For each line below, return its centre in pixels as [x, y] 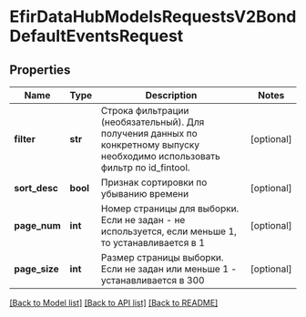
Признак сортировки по [154, 182]
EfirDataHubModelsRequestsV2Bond [153, 17]
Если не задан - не [143, 220]
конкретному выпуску [150, 145]
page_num [37, 225]
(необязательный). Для [153, 122]
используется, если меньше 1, [168, 231]
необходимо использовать [160, 156]
